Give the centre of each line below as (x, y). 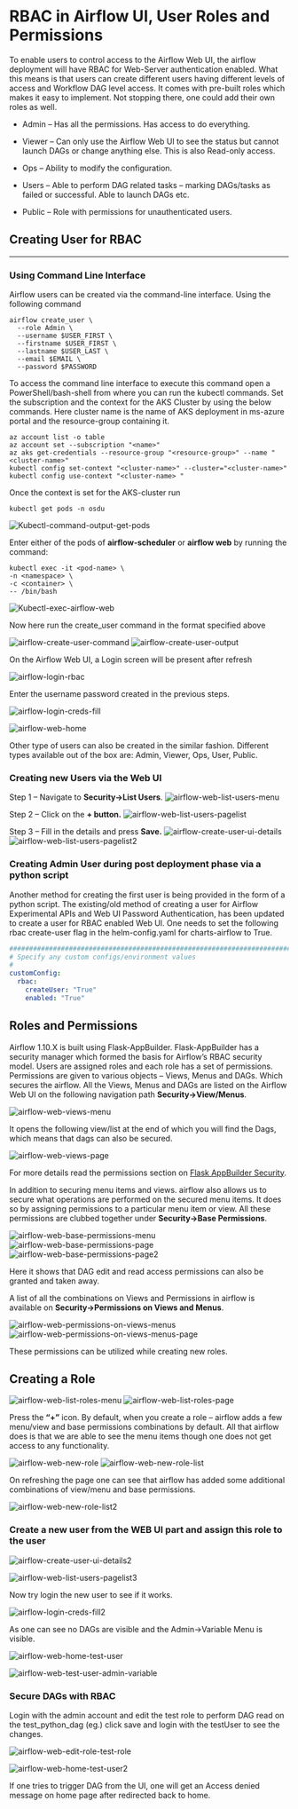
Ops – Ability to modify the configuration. (97, 168)
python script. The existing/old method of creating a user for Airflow (134, 904)
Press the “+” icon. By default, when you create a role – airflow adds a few (146, 1418)
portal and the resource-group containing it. (90, 421)
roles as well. (33, 107)
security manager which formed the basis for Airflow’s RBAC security (136, 1056)
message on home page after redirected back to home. (110, 1795)
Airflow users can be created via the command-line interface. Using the (140, 295)
